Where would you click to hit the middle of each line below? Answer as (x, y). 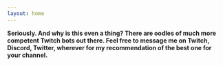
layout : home (26, 13)
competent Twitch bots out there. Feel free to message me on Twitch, (108, 40)
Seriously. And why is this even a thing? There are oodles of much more (112, 33)
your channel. (28, 55)
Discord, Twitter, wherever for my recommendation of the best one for (109, 47)
